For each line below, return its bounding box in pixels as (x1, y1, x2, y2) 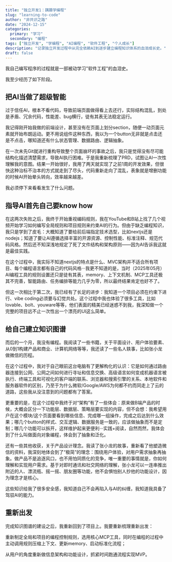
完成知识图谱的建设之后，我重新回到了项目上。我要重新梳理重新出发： (5, 523, 154, 529)
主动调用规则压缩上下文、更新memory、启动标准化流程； (5, 540, 126, 547)
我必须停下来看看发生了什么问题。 (5, 185, 77, 191)
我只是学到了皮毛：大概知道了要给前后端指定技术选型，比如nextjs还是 (5, 229, 153, 235)
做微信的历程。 (5, 352, 37, 358)
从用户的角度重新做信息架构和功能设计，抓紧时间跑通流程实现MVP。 (5, 551, 150, 557)
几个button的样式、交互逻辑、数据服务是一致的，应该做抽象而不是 (18, 419, 158, 425)
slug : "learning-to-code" (5, 12, 60, 17)
